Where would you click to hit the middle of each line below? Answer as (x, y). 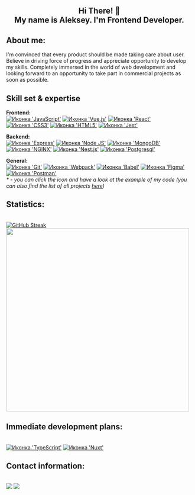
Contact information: (45, 466)
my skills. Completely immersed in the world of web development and (91, 67)
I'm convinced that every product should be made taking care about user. (95, 54)
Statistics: (25, 205)
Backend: (18, 137)
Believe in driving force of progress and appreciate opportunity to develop (96, 61)
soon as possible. (27, 80)
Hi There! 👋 (99, 11)
